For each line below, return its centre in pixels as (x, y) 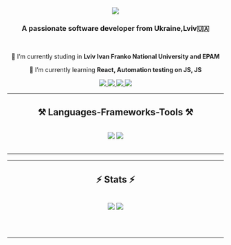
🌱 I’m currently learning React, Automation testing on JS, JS (115, 70)
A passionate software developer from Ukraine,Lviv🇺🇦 (115, 29)
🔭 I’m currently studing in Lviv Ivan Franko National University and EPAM (115, 57)
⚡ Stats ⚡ (115, 179)
